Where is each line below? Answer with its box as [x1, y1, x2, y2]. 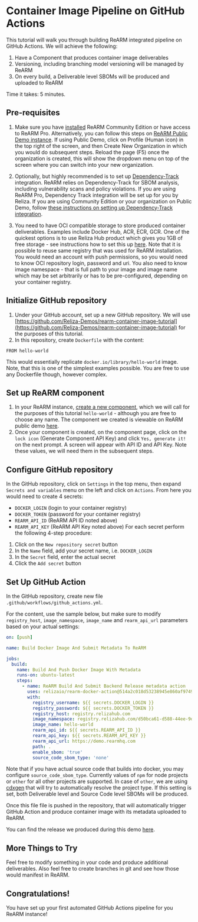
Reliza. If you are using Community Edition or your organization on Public [14, 198, 192, 205]
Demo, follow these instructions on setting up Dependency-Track [14, 204, 173, 211]
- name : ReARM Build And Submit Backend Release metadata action [21, 683, 186, 690]
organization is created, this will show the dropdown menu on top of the [14, 155, 190, 162]
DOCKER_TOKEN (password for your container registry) [14, 510, 141, 518]
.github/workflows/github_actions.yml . [6, 599, 103, 606]
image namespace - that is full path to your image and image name [14, 266, 178, 273]
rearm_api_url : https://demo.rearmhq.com [32, 738, 136, 744]
